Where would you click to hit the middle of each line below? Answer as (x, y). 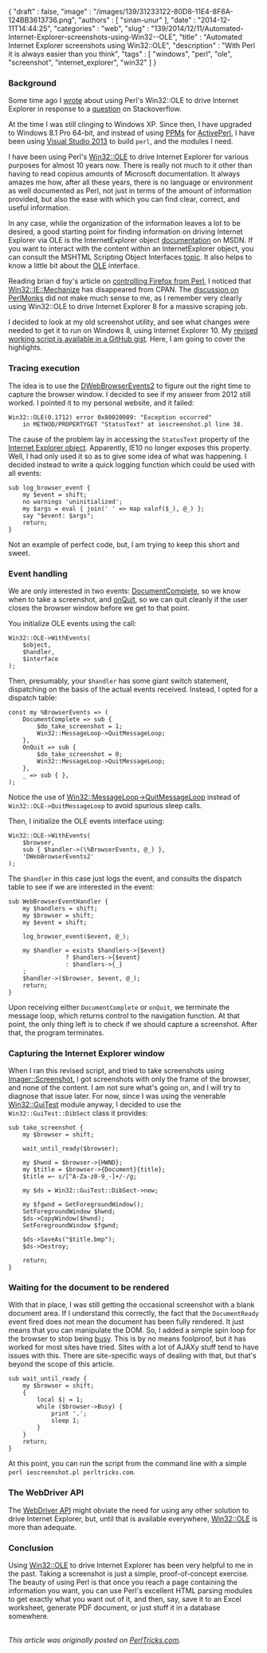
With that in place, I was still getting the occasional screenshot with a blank (132, 1305)
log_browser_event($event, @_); (76, 936)
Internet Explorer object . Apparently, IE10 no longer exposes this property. (130, 447)
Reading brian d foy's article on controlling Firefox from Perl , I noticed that (130, 281)
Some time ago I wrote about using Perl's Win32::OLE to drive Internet (124, 101)
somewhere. (29, 1616)
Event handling (38, 573)
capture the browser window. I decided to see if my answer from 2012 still (130, 394)
